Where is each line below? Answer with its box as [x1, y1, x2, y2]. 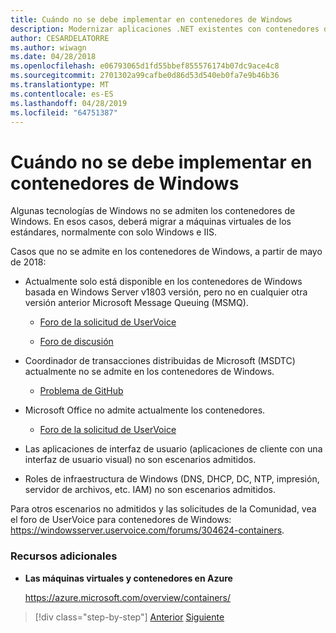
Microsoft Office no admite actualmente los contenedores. [24, 404, 266, 416]
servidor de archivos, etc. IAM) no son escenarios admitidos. [24, 484, 276, 496]
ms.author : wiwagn [10, 42, 87, 53]
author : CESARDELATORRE [10, 33, 110, 43]
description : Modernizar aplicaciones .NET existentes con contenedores [10, 24, 320, 34]
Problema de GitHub [39, 385, 124, 397]
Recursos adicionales [10, 549, 118, 563]
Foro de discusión [39, 336, 114, 348]
